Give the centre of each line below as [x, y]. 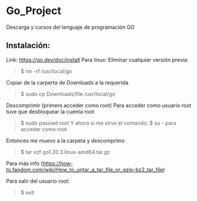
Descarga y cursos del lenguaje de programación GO [71, 27]
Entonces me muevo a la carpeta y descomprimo [66, 140]
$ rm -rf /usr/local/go [46, 71]
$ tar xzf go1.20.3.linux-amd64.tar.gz [65, 152]
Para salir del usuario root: [38, 181]
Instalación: [28, 46]
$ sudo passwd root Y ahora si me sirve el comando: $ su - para [98, 123]
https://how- [58, 163]
